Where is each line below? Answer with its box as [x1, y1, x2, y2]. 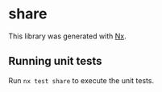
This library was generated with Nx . [8, 31, 127, 41]
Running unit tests [8, 54, 102, 68]
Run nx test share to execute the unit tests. [8, 75, 155, 85]
